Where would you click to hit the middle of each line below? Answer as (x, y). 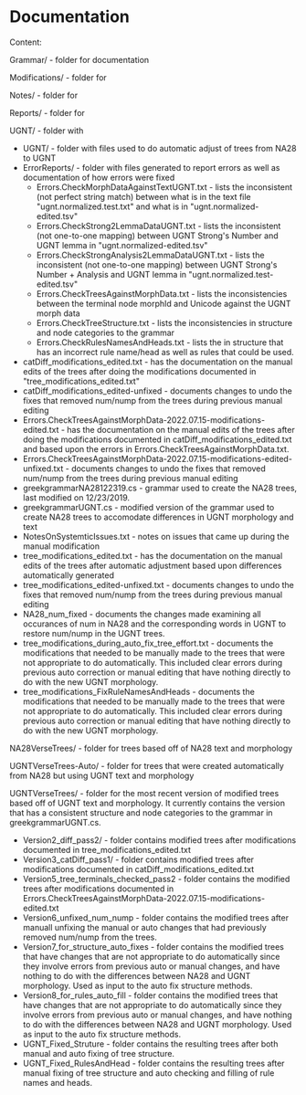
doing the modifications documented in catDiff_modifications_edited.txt (157, 439)
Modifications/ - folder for (58, 77)
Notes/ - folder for (44, 95)
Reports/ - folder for (47, 112)
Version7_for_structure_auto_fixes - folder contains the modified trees (153, 946)
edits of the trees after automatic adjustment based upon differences (152, 565)
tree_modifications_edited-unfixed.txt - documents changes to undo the (158, 584)
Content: (26, 42)
